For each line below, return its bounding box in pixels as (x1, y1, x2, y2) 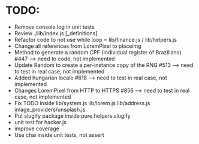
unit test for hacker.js (14, 118, 67, 125)
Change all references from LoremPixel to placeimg (14, 42, 141, 50)
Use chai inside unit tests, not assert (14, 131, 104, 138)
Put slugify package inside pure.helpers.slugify (14, 112, 131, 120)
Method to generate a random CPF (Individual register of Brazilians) (14, 48, 182, 56)
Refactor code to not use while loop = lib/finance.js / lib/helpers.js (14, 36, 177, 43)
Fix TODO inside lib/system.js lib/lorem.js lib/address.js (14, 99, 150, 106)
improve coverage (14, 125, 59, 132)
